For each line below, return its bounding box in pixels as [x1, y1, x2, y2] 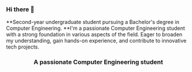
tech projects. [6, 43, 40, 50]
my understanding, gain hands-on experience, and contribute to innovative [6, 37, 187, 44]
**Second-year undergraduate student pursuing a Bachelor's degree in [6, 19, 180, 26]
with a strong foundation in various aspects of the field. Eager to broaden [6, 31, 183, 38]
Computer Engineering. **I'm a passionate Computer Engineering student [6, 25, 186, 32]
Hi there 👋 [6, 5, 35, 13]
